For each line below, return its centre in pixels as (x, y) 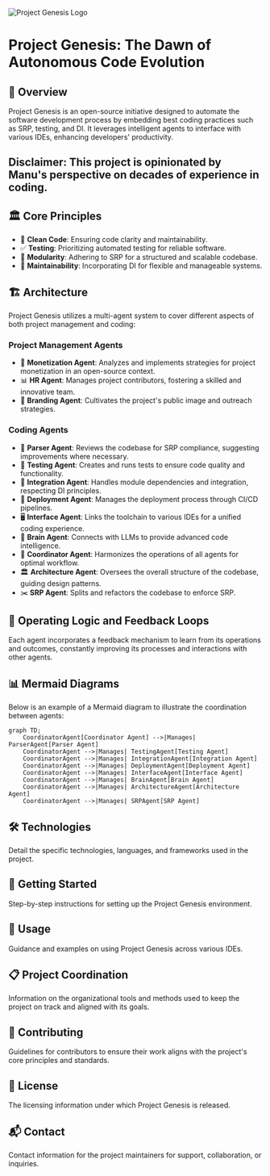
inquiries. (24, 1163)
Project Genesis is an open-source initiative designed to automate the (124, 111)
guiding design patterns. (61, 583)
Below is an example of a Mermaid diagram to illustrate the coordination (128, 707)
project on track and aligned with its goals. (79, 1007)
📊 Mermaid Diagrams (64, 683)
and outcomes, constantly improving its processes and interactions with (128, 649)
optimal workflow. (50, 563)
